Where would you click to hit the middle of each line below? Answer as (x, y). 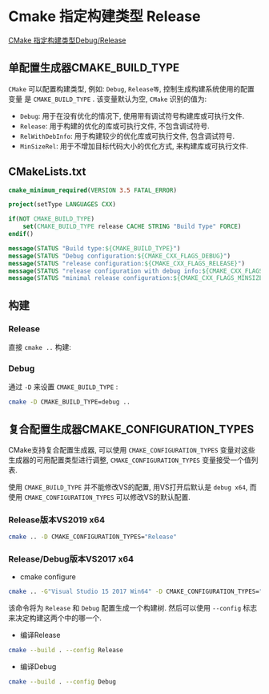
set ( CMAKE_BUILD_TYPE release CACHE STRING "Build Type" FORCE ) (132, 227)
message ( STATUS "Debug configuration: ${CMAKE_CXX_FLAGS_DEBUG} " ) (119, 256)
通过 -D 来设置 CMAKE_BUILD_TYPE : (63, 387)
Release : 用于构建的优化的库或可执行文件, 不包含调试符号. (114, 126)
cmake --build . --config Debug (62, 682)
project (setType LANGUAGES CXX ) (62, 205)
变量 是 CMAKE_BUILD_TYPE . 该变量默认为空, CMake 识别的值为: (108, 99)
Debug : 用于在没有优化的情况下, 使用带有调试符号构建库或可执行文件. (132, 116)
